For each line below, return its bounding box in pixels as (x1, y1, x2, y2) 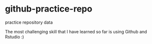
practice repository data (5, 19, 53, 25)
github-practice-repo (5, 3, 93, 15)
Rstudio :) (5, 34, 24, 40)
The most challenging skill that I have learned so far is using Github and (5, 29, 147, 34)
